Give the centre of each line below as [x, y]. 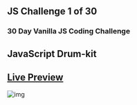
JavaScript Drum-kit [52, 54]
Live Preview [35, 78]
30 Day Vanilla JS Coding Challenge [68, 31]
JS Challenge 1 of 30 [52, 11]
